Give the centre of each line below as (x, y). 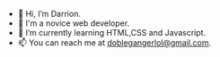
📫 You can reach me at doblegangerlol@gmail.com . (114, 43)
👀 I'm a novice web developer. (74, 23)
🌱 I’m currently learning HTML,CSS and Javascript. (112, 33)
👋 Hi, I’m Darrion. (49, 14)
